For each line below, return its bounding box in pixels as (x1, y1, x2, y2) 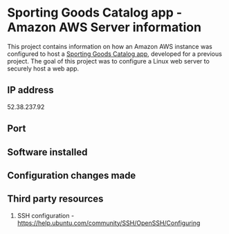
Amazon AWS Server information (7, 19, 202, 35)
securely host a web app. (7, 64, 80, 72)
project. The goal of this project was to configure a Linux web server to (7, 57, 210, 65)
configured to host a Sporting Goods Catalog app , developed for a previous (7, 50, 223, 58)
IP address (7, 84, 54, 96)
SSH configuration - (17, 211, 75, 220)
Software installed (7, 146, 88, 158)
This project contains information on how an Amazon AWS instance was (7, 42, 212, 50)
